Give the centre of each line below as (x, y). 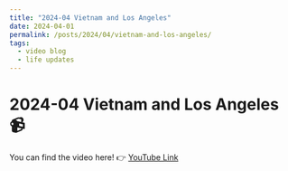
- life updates (46, 60)
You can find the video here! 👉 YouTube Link (94, 157)
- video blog (42, 52)
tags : (19, 43)
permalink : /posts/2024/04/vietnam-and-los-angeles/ (111, 34)
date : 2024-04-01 (42, 26)
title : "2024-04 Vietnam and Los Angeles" (90, 18)
